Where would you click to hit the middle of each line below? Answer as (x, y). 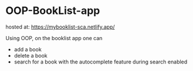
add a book (28, 49)
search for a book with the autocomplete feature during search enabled (101, 62)
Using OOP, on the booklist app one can (54, 38)
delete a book (31, 55)
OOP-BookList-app (53, 11)
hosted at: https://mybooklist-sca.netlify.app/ (60, 27)
